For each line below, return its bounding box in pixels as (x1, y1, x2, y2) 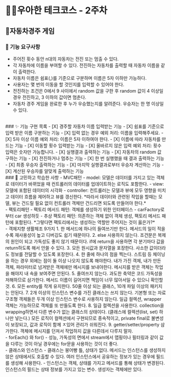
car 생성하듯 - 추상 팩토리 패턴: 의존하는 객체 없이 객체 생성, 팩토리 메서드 (14, 213, 161, 219)
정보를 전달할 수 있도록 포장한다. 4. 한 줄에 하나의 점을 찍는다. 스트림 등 (10, 251, 152, 257)
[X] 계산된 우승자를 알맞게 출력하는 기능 (5, 168, 84, 174)
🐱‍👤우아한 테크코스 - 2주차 (5, 5, 108, 16)
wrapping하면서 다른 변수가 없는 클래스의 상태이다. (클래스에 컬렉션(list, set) (5, 308, 158, 315)
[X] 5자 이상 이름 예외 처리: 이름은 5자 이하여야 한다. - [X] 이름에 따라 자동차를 (5, 136, 161, 142)
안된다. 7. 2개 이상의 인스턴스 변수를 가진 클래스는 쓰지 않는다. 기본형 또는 (10, 290, 157, 296)
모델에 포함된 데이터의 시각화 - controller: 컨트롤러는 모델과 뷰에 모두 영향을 (5, 187, 157, 193)
